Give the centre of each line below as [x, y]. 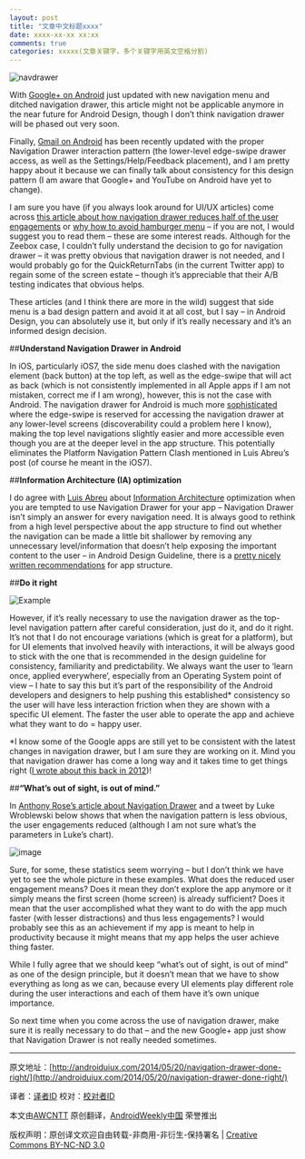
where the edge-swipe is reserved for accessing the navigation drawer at [147, 415]
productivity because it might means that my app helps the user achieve [144, 938]
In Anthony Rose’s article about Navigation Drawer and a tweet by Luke [142, 806]
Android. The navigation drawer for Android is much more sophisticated [143, 405]
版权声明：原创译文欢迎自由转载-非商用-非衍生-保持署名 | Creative [134, 1134]
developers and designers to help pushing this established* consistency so [150, 695]
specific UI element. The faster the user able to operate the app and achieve [152, 714]
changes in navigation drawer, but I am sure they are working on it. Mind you [152, 751]
